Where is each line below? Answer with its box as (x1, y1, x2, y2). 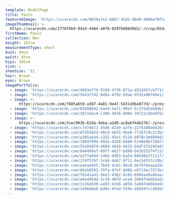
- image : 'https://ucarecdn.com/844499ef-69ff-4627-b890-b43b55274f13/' (10, 149, 166, 154)
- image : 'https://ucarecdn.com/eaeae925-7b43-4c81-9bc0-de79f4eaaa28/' (10, 163, 166, 168)
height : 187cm (5, 41, 35, 46)
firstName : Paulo (5, 31, 42, 36)
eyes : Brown (5, 78, 30, 83)
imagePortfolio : (5, 83, 39, 88)
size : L (5, 64, 22, 69)
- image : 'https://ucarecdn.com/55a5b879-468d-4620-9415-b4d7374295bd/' (10, 144, 166, 149)
